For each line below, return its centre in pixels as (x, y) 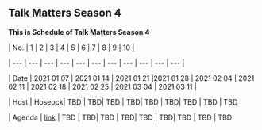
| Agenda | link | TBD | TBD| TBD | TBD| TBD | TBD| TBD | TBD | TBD (120, 117)
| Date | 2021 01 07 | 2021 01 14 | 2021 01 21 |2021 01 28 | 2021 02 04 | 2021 (131, 78)
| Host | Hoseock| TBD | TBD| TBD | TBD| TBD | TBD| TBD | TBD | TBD (123, 101)
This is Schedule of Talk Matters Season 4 (79, 32)
